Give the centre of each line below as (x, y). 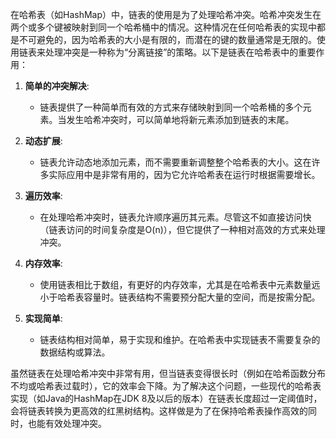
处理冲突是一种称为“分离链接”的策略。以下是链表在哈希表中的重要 (180, 52)
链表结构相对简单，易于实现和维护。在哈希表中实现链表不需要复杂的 (180, 339)
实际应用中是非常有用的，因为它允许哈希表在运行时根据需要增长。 (184, 174)
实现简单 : (43, 318)
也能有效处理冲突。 (67, 423)
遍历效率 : (43, 196)
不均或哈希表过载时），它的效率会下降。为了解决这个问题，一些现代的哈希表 (166, 386)
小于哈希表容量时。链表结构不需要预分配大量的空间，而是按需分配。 (180, 297)
